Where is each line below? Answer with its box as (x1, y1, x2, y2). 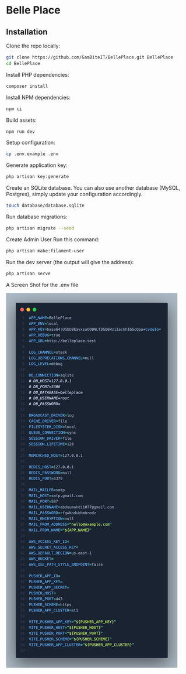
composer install (6, 83, 48, 89)
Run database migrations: (6, 213, 68, 220)
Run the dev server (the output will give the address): (6, 258, 134, 265)
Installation (6, 27, 48, 37)
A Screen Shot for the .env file (6, 281, 79, 288)
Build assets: (6, 117, 37, 124)
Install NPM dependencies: (6, 94, 71, 101)
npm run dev (6, 128, 35, 135)
